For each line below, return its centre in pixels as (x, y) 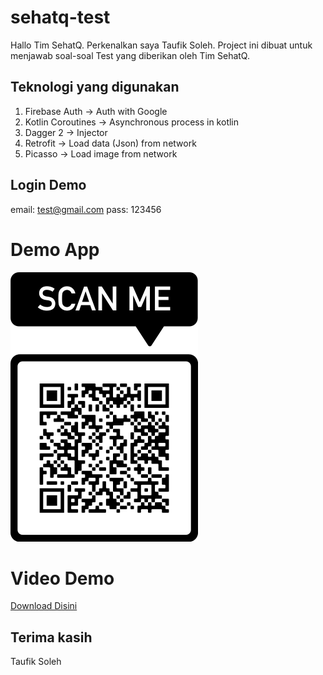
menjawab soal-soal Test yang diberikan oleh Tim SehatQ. (130, 55)
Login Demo (48, 185)
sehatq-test (60, 17)
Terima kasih (51, 637)
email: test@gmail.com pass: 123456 (86, 209)
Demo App (55, 249)
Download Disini (44, 606)
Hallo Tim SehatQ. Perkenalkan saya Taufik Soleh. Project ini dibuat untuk (161, 45)
